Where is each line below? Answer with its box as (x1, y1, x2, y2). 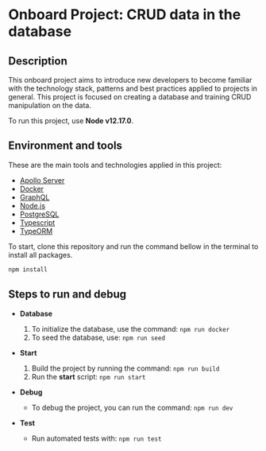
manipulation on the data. (8, 101, 92, 110)
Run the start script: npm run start (31, 371, 146, 381)
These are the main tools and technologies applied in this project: (8, 160, 222, 169)
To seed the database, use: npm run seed (31, 332, 165, 342)
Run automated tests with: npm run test (31, 434, 162, 443)
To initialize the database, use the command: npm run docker (31, 324, 230, 333)
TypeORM (19, 226, 53, 235)
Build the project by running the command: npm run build (31, 364, 220, 373)
